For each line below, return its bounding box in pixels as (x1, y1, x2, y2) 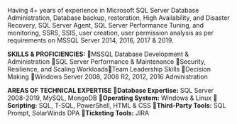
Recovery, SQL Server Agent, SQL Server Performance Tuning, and (7, 21, 204, 29)
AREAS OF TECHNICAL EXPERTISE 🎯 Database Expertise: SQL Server (7, 86, 214, 94)
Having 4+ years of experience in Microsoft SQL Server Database (7, 6, 199, 14)
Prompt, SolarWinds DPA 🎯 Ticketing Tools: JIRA (7, 109, 150, 117)
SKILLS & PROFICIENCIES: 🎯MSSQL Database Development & (7, 50, 189, 58)
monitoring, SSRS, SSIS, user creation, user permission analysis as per (7, 28, 214, 37)
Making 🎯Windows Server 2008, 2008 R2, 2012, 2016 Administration (7, 72, 208, 81)
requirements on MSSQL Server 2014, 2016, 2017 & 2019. (7, 36, 174, 45)
